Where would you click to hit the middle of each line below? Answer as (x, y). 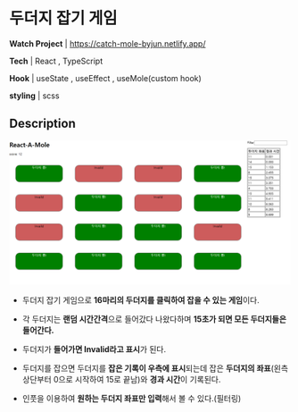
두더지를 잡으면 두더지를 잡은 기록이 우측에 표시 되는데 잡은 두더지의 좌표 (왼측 (155, 368)
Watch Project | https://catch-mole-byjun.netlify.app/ (108, 43)
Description (42, 124)
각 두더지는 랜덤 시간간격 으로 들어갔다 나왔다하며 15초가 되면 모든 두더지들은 (154, 319)
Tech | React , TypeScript (56, 61)
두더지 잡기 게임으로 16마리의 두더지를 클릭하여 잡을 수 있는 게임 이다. (141, 299)
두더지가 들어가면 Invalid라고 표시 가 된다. (94, 349)
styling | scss (34, 96)
